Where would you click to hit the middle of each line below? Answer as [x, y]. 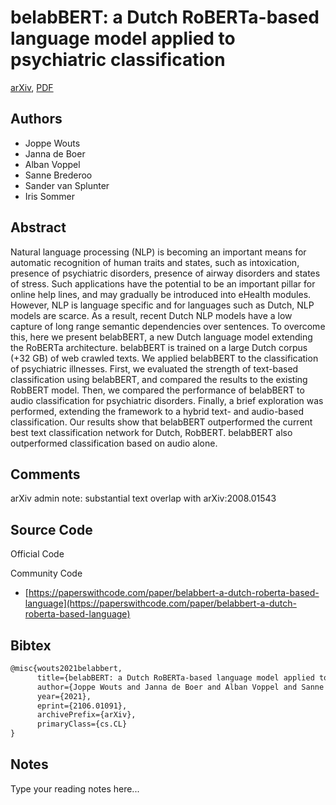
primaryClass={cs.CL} [82, 724]
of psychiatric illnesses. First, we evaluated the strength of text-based [154, 368]
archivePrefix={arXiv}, [86, 715]
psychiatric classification [118, 60]
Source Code [51, 529]
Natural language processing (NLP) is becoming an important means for [158, 252]
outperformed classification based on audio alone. [114, 443]
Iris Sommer [50, 196]
